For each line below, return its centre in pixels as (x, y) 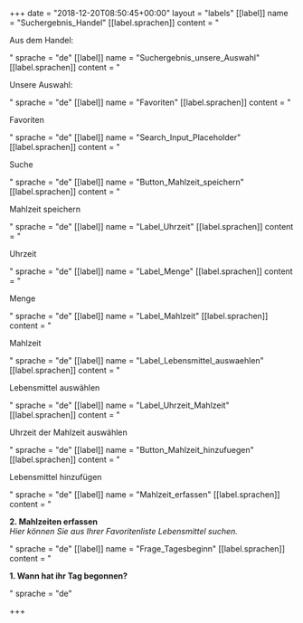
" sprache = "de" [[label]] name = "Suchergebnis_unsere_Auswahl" (135, 57)
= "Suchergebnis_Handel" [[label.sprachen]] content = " (114, 23)
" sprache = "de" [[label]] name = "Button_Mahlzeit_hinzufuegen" (132, 450)
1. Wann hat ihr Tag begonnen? (69, 576)
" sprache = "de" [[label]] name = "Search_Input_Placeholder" (125, 137)
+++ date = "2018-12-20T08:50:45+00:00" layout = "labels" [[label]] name (149, 13)
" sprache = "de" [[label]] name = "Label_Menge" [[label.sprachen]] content (151, 271)
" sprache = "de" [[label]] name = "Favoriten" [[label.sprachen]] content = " (150, 102)
